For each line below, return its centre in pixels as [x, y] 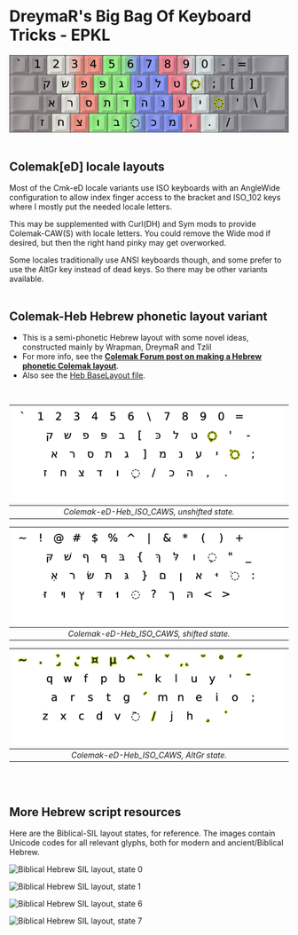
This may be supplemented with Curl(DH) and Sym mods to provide [133, 224]
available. [27, 279]
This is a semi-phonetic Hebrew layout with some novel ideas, [135, 338]
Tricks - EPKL [60, 35]
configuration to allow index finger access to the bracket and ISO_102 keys [145, 198]
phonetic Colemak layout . [71, 366]
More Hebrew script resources [95, 812]
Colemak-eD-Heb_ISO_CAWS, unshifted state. [149, 512]
